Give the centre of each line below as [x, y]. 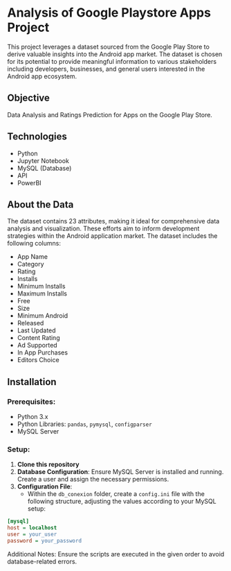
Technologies [37, 137]
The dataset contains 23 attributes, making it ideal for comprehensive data [113, 221]
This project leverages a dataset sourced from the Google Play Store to [108, 46]
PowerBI [29, 182]
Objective [29, 98]
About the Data [40, 204]
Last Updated [37, 330]
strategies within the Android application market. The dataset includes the [112, 236]
